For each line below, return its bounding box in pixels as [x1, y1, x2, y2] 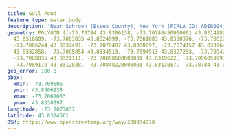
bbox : [7, 73, 23, 81]
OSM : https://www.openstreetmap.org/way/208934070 [7, 118, 155, 126]
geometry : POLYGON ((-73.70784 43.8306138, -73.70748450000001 [7, 29, 192, 36]
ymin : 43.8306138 [13, 87, 63, 93]
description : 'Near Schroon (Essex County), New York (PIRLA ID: [7, 23, 198, 30]
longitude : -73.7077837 [7, 106, 76, 113]
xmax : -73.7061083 [13, 93, 67, 100]
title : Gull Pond [7, 10, 57, 17]
